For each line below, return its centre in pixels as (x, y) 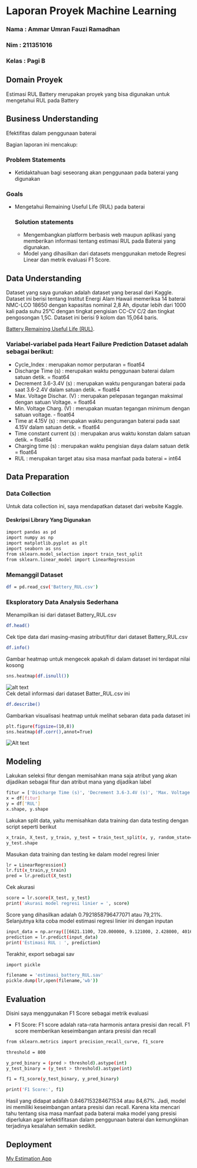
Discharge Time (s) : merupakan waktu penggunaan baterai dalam (94, 371)
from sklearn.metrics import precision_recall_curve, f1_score (85, 1041)
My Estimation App (29, 1159)
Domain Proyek (35, 80)
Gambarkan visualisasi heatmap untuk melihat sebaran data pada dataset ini (98, 715)
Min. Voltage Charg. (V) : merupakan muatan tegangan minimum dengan (102, 408)
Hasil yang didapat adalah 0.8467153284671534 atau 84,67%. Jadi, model (96, 1101)
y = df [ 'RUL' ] (23, 804)
